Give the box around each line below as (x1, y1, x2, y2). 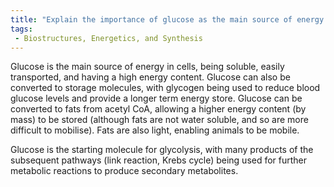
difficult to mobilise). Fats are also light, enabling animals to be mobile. (10, 124, 300, 136)
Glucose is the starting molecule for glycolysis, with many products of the (10, 144, 314, 156)
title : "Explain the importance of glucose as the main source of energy (10, 14, 325, 25)
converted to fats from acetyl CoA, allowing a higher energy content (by (10, 103, 307, 115)
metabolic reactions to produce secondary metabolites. (10, 165, 239, 177)
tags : (10, 24, 33, 34)
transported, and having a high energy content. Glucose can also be (10, 71, 291, 83)
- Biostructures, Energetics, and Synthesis (14, 33, 203, 43)
